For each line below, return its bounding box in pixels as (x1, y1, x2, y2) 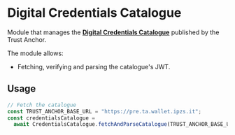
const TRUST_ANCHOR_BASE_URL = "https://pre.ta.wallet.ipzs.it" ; (7, 108, 201, 115)
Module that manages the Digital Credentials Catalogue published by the (7, 28, 220, 36)
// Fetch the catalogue (7, 101, 77, 108)
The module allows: (7, 49, 64, 57)
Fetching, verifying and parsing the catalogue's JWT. (17, 62, 171, 71)
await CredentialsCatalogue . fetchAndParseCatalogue (13, 121, 168, 128)
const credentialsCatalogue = (7, 114, 96, 122)
